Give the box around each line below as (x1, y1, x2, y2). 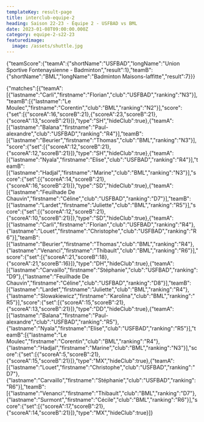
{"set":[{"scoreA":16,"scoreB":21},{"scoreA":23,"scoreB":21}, (6, 111, 157, 118)
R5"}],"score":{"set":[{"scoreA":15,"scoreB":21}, (6, 299, 125, 306)
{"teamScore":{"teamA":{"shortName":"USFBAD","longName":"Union (6, 59, 180, 67)
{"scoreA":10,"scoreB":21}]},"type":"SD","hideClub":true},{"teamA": (6, 214, 174, 222)
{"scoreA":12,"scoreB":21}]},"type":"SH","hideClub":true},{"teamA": (6, 149, 174, 156)
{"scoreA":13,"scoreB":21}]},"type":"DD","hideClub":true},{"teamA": (6, 305, 175, 312)
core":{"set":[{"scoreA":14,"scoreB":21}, (6, 175, 106, 183)
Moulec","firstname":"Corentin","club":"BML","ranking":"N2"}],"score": (6, 104, 183, 111)
